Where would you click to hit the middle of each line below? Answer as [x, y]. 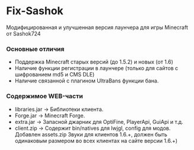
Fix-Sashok [35, 11]
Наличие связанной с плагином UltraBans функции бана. [87, 81]
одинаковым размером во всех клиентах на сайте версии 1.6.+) [96, 141]
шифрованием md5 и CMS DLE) [55, 75]
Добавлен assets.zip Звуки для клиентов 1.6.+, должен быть [91, 134]
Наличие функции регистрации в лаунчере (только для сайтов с [96, 68]
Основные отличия [35, 49]
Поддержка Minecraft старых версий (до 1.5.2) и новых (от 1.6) [94, 62]
